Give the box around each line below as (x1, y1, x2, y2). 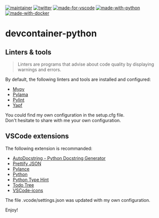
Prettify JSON (12, 160, 41, 167)
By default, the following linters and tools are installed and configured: (5, 76, 151, 82)
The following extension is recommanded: (5, 145, 92, 151)
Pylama (12, 91, 29, 97)
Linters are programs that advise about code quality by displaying (17, 61, 154, 67)
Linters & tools (5, 48, 51, 57)
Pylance (12, 166, 30, 172)
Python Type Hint (12, 177, 49, 183)
